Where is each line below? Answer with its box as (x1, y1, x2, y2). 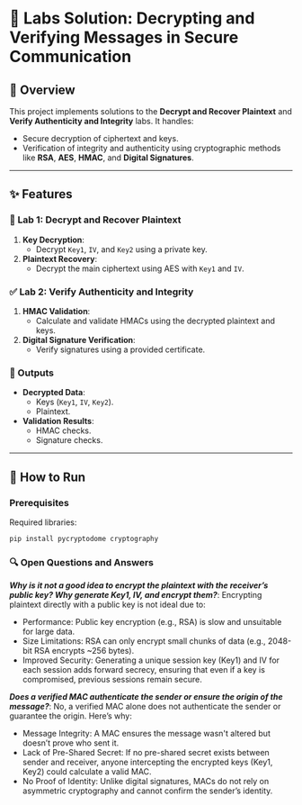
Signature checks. (35, 435, 103, 446)
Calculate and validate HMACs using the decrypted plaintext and (35, 315, 276, 326)
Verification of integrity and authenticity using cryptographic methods (22, 143, 281, 153)
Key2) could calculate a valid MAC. (22, 766, 152, 777)
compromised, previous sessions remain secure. (22, 674, 202, 685)
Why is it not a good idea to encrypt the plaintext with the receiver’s (9, 580, 269, 591)
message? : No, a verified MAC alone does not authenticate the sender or (9, 701, 281, 712)
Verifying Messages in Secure (9, 27, 239, 48)
